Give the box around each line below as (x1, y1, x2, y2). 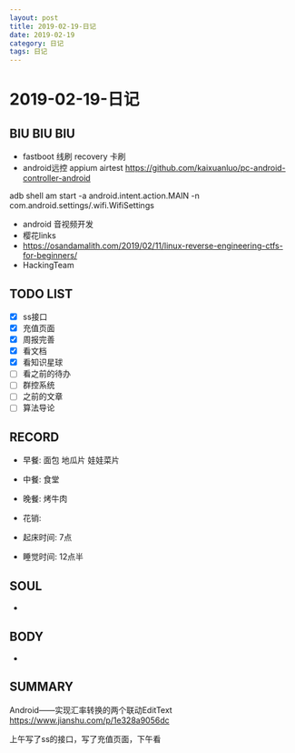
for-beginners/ (22, 250, 78, 261)
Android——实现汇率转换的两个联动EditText (9, 704, 172, 715)
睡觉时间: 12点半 (22, 551, 84, 562)
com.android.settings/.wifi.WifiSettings (9, 200, 154, 211)
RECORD (9, 429, 60, 445)
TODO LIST (9, 286, 74, 301)
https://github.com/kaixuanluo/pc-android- (124, 163, 286, 174)
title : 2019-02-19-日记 (9, 22, 97, 31)
